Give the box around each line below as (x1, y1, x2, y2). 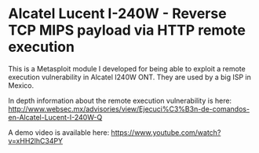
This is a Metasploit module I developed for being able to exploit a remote (8, 64, 246, 73)
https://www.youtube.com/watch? (111, 127, 221, 137)
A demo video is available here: (8, 127, 110, 137)
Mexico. (8, 80, 34, 90)
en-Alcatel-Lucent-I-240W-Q (8, 112, 103, 122)
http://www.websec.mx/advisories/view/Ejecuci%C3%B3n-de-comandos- (8, 104, 250, 114)
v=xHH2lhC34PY (8, 136, 64, 145)
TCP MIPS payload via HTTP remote (8, 21, 246, 39)
